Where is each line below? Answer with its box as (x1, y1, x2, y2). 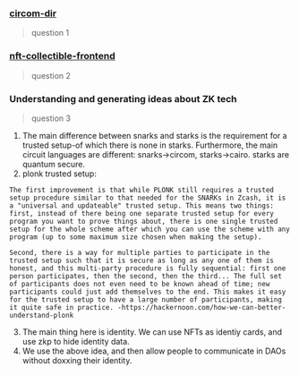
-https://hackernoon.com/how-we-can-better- (117, 303, 286, 311)
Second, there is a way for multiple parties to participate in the (9, 248, 270, 257)
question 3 (30, 113, 72, 124)
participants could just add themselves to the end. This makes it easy (9, 287, 286, 296)
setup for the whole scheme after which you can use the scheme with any (9, 225, 291, 234)
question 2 (30, 70, 72, 81)
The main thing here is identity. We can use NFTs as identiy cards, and (21, 326, 283, 337)
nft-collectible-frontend (9, 50, 115, 63)
